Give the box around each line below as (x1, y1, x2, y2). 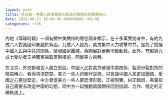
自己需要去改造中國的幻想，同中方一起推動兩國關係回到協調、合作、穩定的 (5, 83, 158, 90)
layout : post (5, 7, 32, 12)
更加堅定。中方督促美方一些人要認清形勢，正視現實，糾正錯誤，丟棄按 (18, 77, 163, 83)
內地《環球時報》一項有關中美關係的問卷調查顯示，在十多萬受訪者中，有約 (5, 35, 158, 41)
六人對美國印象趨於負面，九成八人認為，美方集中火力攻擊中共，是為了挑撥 (9, 42, 163, 48)
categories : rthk (5, 21, 41, 26)
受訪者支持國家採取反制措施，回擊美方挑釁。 (13, 54, 106, 60)
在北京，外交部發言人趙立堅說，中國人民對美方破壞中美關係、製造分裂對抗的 (5, 65, 163, 71)
